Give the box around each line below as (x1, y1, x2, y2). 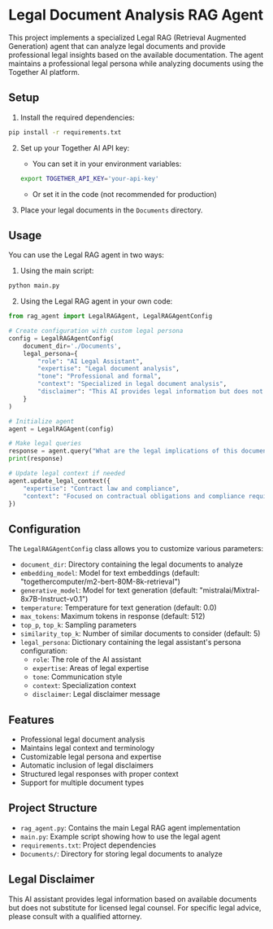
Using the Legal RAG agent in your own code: (19, 296, 173, 306)
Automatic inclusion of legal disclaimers (19, 760, 154, 770)
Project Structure (8, 801, 97, 815)
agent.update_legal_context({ (8, 476, 111, 485)
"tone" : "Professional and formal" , (37, 372, 162, 380)
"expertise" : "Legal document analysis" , (37, 365, 180, 373)
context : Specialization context (32, 681, 136, 690)
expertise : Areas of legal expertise (32, 664, 149, 673)
